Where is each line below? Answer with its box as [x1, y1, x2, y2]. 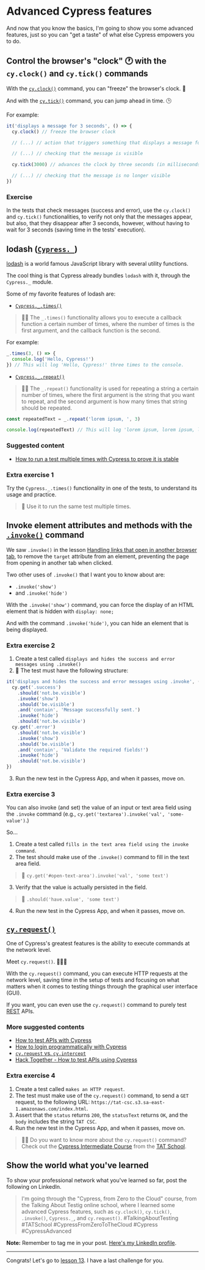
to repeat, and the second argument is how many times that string [21, 397, 187, 405]
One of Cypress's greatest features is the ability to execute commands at [6, 940, 190, 947]
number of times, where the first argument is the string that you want [21, 391, 195, 398]
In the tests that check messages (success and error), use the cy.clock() [6, 206, 191, 214]
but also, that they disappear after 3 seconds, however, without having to [6, 220, 190, 227]
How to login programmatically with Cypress [15, 1043, 127, 1051]
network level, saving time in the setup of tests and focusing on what [6, 976, 179, 984]
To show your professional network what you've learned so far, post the [6, 1177, 187, 1184]
